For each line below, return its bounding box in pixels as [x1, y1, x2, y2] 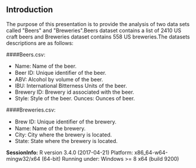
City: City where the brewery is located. [14, 131, 112, 138]
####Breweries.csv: [6, 106, 56, 113]
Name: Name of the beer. [14, 62, 77, 69]
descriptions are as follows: [6, 39, 74, 46]
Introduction [6, 5, 53, 15]
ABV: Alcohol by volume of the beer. [14, 75, 103, 83]
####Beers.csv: [6, 50, 46, 58]
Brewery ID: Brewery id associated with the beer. [14, 88, 135, 96]
